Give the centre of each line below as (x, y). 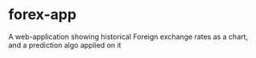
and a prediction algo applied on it (65, 44)
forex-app (42, 15)
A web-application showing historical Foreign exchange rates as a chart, (128, 37)
